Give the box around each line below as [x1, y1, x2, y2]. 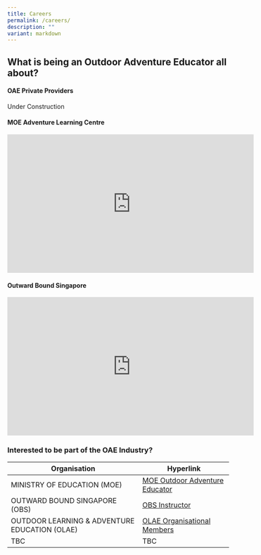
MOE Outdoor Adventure [141, 476, 224, 485]
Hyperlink [167, 464, 201, 473]
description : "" [7, 23, 55, 30]
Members [141, 525, 174, 535]
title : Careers [7, 10, 52, 18]
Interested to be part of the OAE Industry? [7, 445, 153, 455]
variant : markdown [7, 30, 61, 37]
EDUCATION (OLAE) [11, 525, 78, 535]
